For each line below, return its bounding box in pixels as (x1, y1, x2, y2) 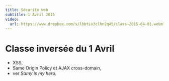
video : (5, 17, 19, 22)
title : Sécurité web (5, 7, 49, 13)
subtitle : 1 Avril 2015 (5, 12, 55, 17)
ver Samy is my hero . (12, 70, 57, 76)
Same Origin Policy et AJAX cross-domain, (12, 65, 102, 71)
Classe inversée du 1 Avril (5, 43, 115, 54)
